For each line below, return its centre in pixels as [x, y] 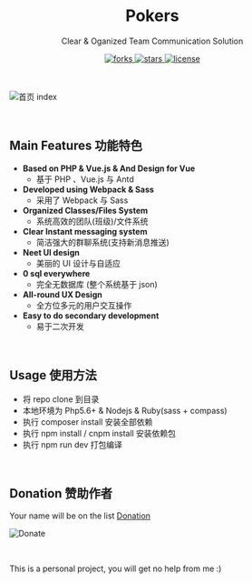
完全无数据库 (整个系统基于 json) [97, 284]
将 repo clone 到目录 [61, 399]
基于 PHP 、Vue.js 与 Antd [85, 179]
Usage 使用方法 [53, 375]
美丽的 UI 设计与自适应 [78, 263]
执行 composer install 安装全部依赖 [87, 422]
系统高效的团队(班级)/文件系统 [92, 221]
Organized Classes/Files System [85, 210]
